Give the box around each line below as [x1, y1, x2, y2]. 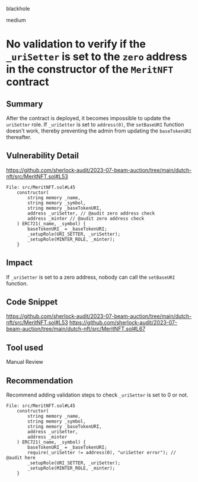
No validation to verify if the [6, 37, 146, 51]
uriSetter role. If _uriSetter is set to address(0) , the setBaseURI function [6, 121, 184, 128]
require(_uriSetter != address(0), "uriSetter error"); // [27, 450, 177, 456]
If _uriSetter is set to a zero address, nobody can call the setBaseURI [6, 273, 175, 281]
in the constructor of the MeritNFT [6, 62, 174, 76]
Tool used [6, 342, 43, 352]
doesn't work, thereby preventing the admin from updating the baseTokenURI [6, 127, 191, 134]
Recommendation [6, 376, 73, 386]
